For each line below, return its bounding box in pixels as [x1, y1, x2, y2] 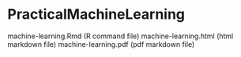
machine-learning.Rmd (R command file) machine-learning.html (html [7, 31, 234, 41]
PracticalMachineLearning [7, 5, 186, 23]
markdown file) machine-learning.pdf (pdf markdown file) [7, 39, 195, 48]
